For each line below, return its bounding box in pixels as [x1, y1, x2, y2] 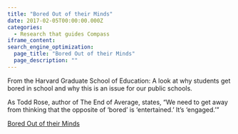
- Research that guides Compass [14, 30, 110, 38]
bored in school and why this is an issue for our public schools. [7, 83, 192, 93]
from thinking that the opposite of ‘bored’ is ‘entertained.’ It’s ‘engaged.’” [7, 105, 219, 114]
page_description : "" [14, 57, 78, 64]
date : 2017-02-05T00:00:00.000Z [7, 17, 103, 24]
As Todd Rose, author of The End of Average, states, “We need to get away [7, 98, 228, 106]
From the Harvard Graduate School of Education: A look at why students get [7, 76, 231, 85]
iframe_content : [7, 37, 56, 44]
